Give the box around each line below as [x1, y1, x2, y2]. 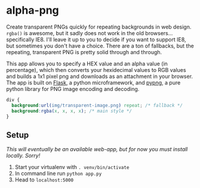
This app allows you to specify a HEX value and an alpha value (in [6, 60, 168, 67]
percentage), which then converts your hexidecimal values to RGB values [6, 66, 186, 73]
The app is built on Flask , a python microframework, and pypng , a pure [6, 79, 181, 86]
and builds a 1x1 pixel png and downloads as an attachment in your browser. [6, 73, 193, 80]
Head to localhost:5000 [14, 176, 73, 183]
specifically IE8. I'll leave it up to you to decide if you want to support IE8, [6, 36, 186, 43]
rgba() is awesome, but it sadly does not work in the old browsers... [6, 29, 173, 36]
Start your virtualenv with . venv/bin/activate [14, 164, 130, 171]
